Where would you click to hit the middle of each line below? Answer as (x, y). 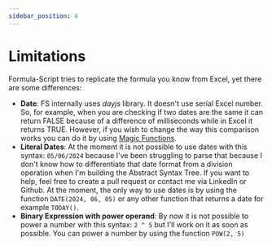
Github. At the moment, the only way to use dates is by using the (129, 190)
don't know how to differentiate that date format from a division (127, 164)
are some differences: (45, 87)
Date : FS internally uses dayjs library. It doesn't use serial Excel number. (141, 103)
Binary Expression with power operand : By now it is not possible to (134, 216)
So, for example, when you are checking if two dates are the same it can (141, 112)
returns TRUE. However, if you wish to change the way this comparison (140, 129)
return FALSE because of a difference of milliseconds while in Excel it (136, 121)
